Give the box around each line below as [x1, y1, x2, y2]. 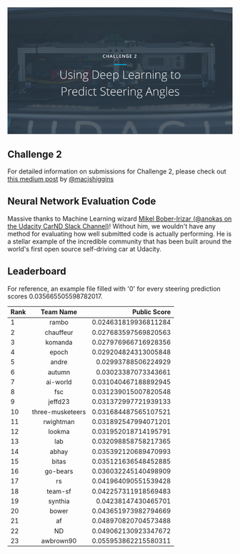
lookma [48, 428, 70, 436]
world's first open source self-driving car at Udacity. [7, 244, 162, 253]
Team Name [40, 308, 77, 316]
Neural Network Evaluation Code [7, 196, 156, 208]
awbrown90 [41, 536, 77, 545]
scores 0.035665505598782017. [7, 292, 103, 301]
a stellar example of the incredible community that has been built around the [7, 237, 232, 246]
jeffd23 [48, 398, 70, 406]
